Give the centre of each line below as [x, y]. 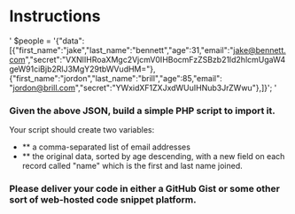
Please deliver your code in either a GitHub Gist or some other [145, 189]
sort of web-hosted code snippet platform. [103, 200]
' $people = [30, 41]
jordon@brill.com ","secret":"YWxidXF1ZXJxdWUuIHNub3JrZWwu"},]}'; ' [145, 88]
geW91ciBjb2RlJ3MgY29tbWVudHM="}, [83, 69]
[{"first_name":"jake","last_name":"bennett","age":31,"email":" [121, 50]
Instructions [55, 16]
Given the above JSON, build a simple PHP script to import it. [143, 111]
